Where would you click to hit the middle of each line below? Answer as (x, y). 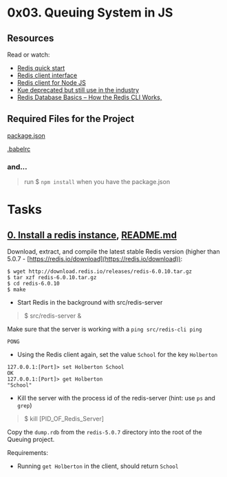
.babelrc (19, 149)
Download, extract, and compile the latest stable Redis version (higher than (113, 252)
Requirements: (28, 453)
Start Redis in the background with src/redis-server (90, 303)
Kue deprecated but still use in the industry (78, 90)
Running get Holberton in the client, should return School (98, 466)
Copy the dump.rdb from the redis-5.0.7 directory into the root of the (105, 432)
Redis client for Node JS (51, 83)
